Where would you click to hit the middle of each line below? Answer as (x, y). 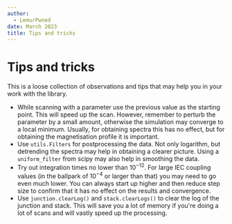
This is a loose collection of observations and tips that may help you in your (115, 87)
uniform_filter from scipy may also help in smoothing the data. (108, 159)
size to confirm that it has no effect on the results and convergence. (114, 191)
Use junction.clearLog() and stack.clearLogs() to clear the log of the (118, 198)
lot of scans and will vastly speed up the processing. (92, 213)
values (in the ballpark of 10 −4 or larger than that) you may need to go (117, 175)
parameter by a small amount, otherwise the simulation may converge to (120, 122)
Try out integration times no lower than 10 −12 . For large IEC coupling (114, 167)
